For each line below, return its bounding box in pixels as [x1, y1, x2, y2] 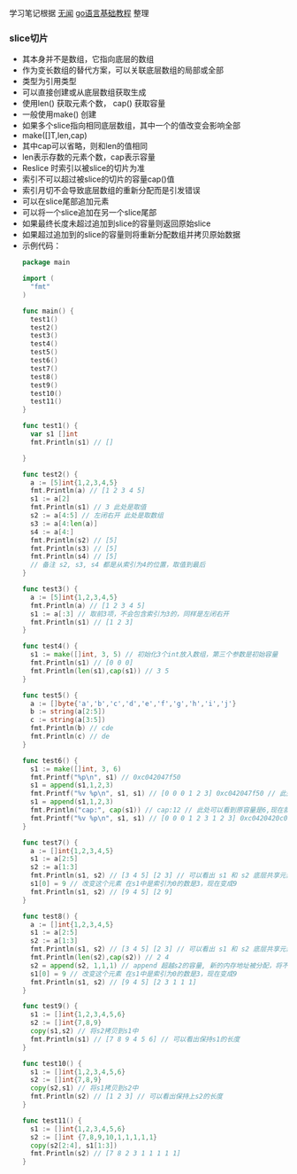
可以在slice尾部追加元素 [21, 196, 110, 206]
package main [21, 258, 71, 268]
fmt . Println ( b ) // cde [30, 724, 114, 733]
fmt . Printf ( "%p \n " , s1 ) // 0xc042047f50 [30, 773, 181, 781]
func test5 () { [21, 690, 79, 700]
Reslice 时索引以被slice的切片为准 [21, 163, 146, 174]
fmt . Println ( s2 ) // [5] [30, 535, 118, 545]
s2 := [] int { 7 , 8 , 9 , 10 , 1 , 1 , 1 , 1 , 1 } [30, 1132, 157, 1141]
